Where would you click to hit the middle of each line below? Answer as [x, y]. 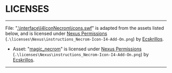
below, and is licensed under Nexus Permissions [56, 33]
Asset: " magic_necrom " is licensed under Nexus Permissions [77, 49]
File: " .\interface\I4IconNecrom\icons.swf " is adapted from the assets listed [85, 28]
